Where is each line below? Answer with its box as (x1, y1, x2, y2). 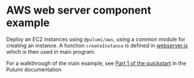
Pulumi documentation (6, 66, 61, 73)
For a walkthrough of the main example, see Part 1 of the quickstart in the (6, 60, 186, 67)
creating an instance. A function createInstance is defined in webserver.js (6, 42, 188, 49)
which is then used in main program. (6, 48, 96, 55)
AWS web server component (6, 4, 152, 17)
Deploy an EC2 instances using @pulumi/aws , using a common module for (6, 35, 186, 43)
